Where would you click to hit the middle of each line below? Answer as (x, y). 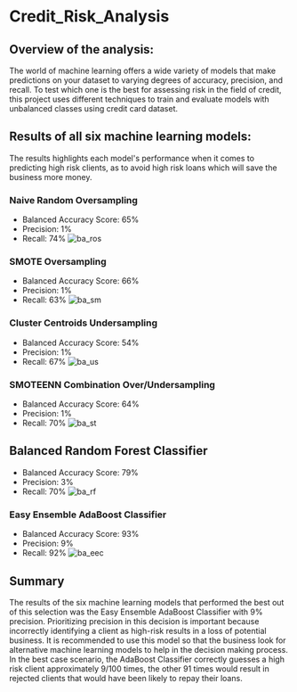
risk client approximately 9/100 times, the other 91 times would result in (139, 668)
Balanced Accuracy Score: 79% (80, 472)
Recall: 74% (44, 239)
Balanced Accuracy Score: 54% (80, 342)
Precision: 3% (48, 482)
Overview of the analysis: (81, 49)
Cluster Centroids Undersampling (84, 323)
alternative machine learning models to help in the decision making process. (149, 649)
